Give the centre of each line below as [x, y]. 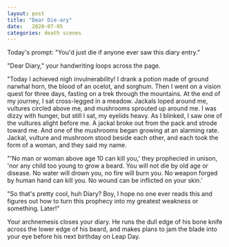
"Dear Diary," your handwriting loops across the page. [84, 66]
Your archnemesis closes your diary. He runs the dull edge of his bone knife [115, 222]
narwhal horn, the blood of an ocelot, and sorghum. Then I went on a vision [114, 86]
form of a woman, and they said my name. [67, 145]
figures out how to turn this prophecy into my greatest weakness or [103, 201]
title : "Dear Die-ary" [40, 20]
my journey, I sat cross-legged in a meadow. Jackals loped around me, [108, 101]
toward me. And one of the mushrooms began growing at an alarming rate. [113, 130]
